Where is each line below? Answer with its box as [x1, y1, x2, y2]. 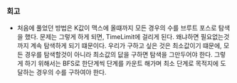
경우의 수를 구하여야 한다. [36, 68, 107, 77]
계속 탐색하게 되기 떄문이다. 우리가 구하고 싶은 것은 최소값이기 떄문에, [30, 41, 222, 50]
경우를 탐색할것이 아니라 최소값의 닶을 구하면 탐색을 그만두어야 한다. [24, 50, 213, 59]
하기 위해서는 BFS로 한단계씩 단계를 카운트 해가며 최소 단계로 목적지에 [24, 59, 218, 68]
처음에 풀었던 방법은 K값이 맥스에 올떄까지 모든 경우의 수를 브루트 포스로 [16, 23, 217, 33]
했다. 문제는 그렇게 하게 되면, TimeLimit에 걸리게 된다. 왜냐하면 [24, 33, 199, 41]
